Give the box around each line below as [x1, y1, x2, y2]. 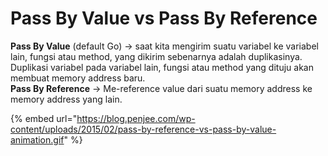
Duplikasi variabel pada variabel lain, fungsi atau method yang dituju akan [10, 61, 314, 73]
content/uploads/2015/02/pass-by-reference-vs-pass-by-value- [10, 123, 277, 135]
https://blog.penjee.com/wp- [76, 112, 196, 124]
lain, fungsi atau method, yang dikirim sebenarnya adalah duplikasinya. [10, 50, 303, 62]
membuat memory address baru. [10, 72, 146, 84]
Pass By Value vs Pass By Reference [10, 7, 318, 30]
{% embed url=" [10, 112, 78, 124]
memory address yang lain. [10, 93, 123, 105]
